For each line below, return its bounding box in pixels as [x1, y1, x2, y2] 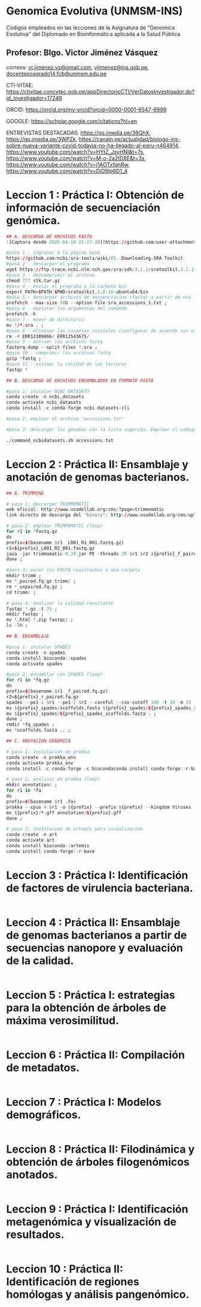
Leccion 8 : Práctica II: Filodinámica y [6, 1142, 195, 1156]
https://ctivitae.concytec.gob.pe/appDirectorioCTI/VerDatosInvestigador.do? [6, 88, 195, 95]
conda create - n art [6, 832, 58, 838]
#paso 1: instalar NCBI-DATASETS [6, 388, 90, 395]
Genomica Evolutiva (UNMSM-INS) [6, 4, 183, 18]
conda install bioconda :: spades [6, 655, 87, 661]
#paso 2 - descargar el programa [6, 261, 90, 267]
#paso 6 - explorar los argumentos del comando [6, 305, 127, 312]
